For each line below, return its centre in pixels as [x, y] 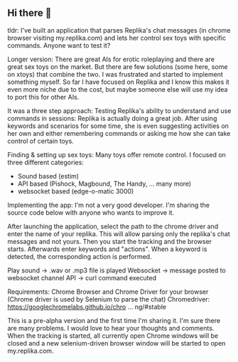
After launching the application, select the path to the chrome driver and [113, 226]
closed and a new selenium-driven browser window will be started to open [117, 343]
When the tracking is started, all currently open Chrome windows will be [113, 336]
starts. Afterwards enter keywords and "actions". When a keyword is [107, 249]
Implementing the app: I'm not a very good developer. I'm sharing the [109, 205]
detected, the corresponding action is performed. [80, 256]
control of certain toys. [41, 141]
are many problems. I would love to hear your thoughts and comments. [111, 328]
